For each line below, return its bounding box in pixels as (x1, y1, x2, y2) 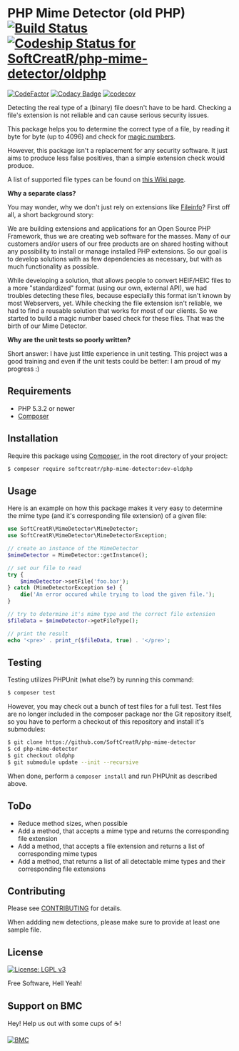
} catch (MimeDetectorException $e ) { (7, 584, 123, 592)
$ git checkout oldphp (7, 752, 75, 759)
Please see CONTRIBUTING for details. (7, 904, 123, 912)
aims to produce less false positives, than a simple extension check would (7, 154, 225, 162)
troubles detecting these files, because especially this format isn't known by (7, 291, 232, 299)
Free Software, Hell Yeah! (7, 979, 82, 987)
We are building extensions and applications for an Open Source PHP (7, 224, 211, 233)
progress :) (7, 364, 40, 373)
